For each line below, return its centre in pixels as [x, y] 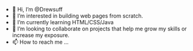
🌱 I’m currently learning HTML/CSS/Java [63, 22]
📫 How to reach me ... [40, 42]
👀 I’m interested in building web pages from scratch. [77, 16]
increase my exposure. [41, 35]
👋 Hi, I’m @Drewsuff [37, 9]
